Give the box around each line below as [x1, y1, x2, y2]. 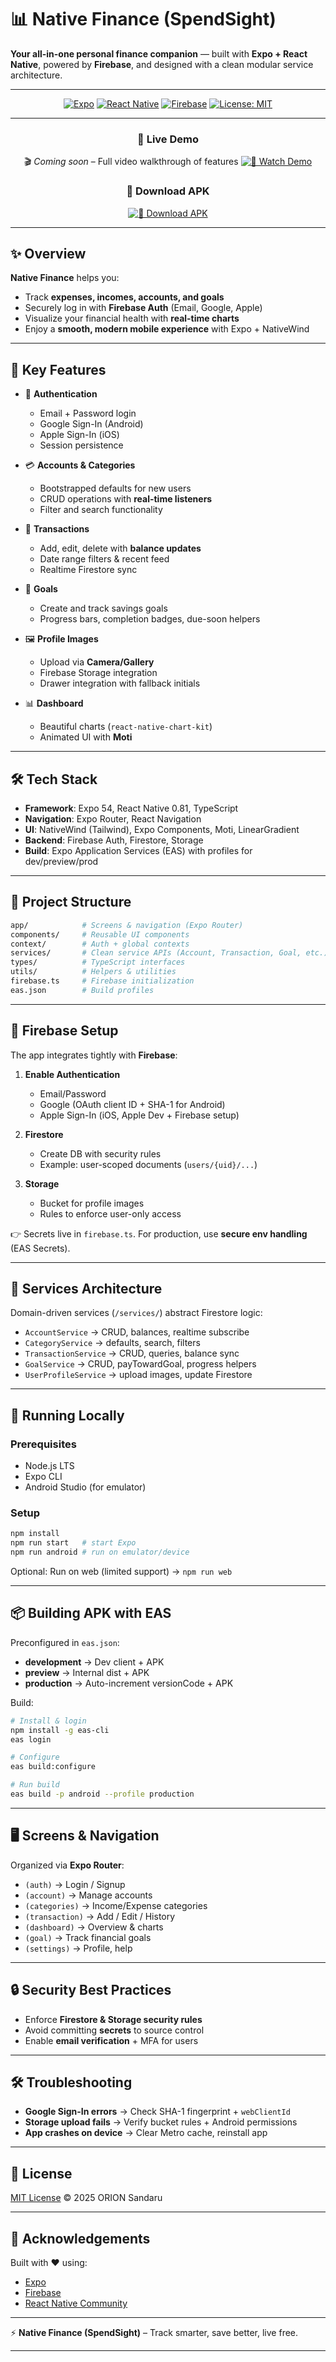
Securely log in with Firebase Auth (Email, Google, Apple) [24, 302, 263, 314]
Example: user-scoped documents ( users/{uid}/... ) [39, 1158, 258, 1170]
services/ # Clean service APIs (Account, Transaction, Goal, [10, 948, 302, 958]
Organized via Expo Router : [10, 1859, 125, 1871]
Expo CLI [24, 1471, 63, 1483]
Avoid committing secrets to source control [24, 2024, 205, 2036]
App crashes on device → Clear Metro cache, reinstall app [24, 2127, 268, 2139]
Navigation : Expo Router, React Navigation [24, 812, 202, 825]
